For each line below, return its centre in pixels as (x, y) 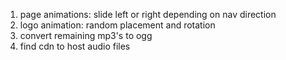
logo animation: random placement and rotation (117, 25)
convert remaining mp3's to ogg (86, 35)
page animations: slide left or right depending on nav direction (148, 14)
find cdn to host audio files (75, 46)
